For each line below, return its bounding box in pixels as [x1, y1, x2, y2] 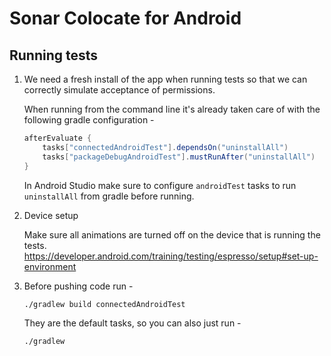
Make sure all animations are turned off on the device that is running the [23, 228, 321, 241]
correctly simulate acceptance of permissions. [23, 84, 216, 96]
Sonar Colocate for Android [9, 7, 242, 30]
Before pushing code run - [23, 280, 134, 292]
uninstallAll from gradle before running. [23, 190, 195, 202]
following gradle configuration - [23, 114, 155, 126]
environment [23, 260, 77, 272]
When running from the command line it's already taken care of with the [23, 103, 321, 115]
